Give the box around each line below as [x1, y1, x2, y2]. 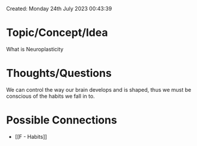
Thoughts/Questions [6, 67, 112, 80]
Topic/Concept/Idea [6, 26, 109, 39]
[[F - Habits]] [14, 133, 47, 140]
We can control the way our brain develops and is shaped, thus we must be [6, 86, 192, 93]
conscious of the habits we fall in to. [6, 92, 96, 100]
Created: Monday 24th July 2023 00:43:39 [6, 5, 112, 12]
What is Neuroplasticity [6, 45, 64, 52]
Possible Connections [6, 113, 118, 127]
